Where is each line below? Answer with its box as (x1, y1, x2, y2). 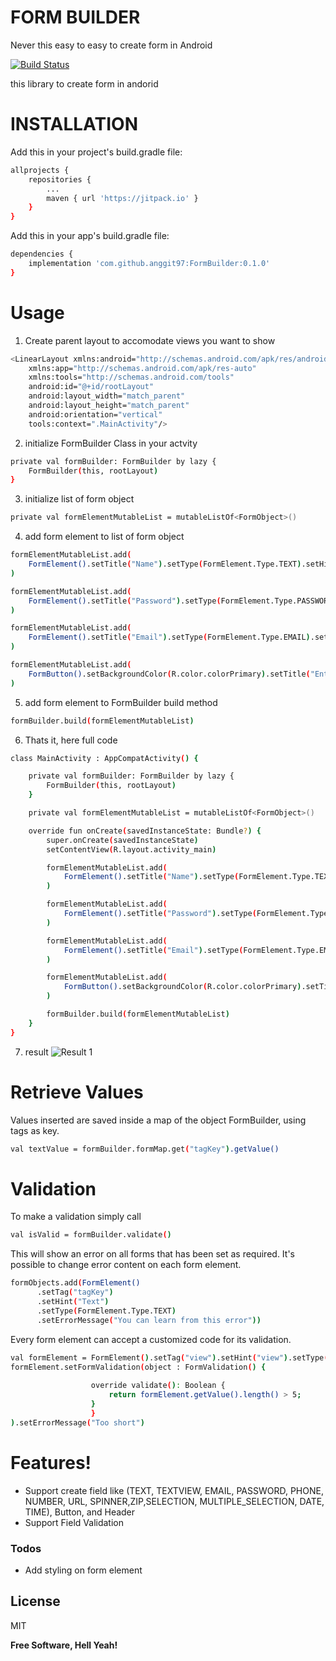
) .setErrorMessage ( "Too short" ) (10, 1417, 145, 1428)
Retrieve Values (10, 1081, 144, 1103)
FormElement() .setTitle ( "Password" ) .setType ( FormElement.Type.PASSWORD (28, 596, 333, 606)
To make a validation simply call (10, 1211, 142, 1223)
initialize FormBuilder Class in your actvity (24, 437, 198, 449)
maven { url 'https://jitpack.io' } (46, 193, 199, 203)
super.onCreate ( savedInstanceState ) (46, 835, 199, 845)
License (10, 1593, 61, 1610)
